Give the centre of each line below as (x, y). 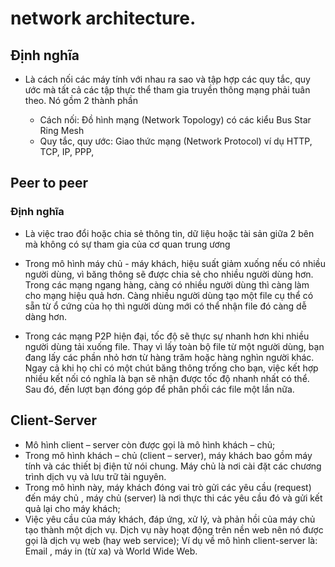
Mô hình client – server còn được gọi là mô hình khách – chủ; (150, 444)
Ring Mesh (62, 130)
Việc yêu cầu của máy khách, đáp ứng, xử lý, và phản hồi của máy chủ (170, 519)
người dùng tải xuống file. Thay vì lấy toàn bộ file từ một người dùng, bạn (174, 346)
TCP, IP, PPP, (67, 151)
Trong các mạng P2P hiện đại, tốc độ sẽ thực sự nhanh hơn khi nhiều (167, 336)
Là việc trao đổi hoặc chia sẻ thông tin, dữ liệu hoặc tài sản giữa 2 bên (169, 233)
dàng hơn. (45, 316)
